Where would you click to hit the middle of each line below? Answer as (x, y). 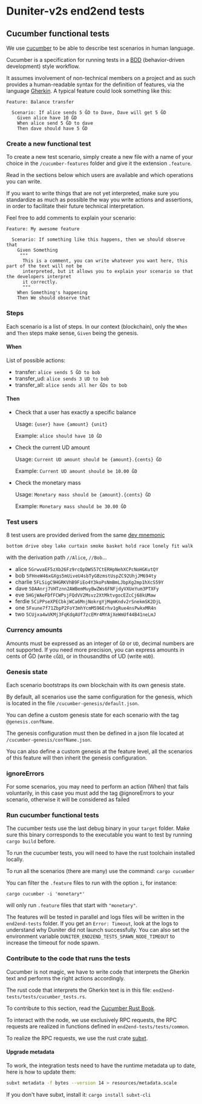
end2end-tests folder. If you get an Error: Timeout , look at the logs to (92, 923)
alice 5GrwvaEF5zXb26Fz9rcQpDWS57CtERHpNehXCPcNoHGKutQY (87, 569)
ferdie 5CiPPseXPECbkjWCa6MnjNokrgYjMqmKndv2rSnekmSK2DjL (88, 601)
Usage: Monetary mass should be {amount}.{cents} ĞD (83, 494)
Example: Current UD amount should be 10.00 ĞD (76, 471)
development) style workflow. (43, 66)
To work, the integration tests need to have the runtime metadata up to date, (101, 1065)
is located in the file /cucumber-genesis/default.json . (73, 703)
